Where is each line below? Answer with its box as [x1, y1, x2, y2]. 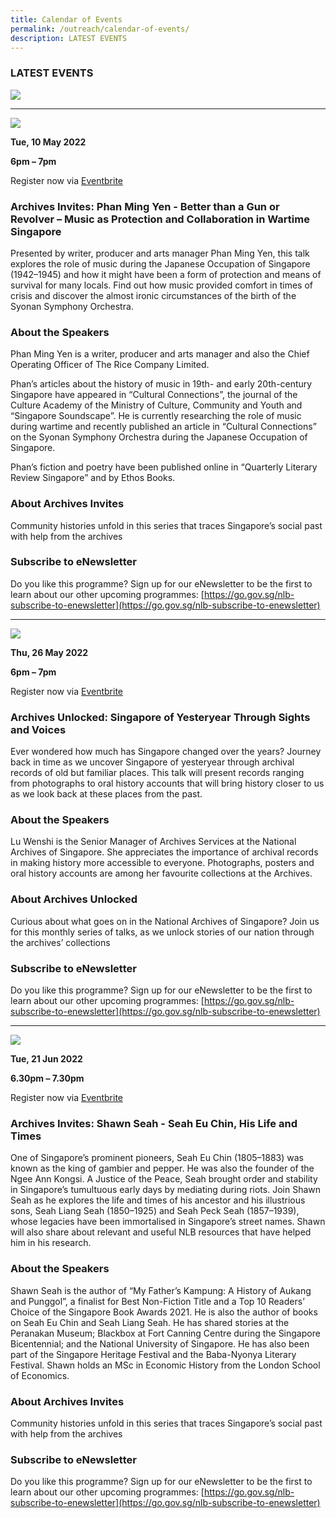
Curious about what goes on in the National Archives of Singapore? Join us [10, 915, 320, 927]
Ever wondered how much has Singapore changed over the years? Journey [10, 746, 322, 758]
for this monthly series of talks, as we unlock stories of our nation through [10, 926, 315, 938]
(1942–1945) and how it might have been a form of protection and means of [10, 268, 322, 280]
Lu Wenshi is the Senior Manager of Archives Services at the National [10, 836, 297, 848]
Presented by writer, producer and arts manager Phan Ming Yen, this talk [10, 247, 310, 259]
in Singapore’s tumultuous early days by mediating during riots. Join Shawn [10, 1184, 322, 1196]
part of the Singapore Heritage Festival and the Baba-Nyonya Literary [10, 1348, 297, 1360]
